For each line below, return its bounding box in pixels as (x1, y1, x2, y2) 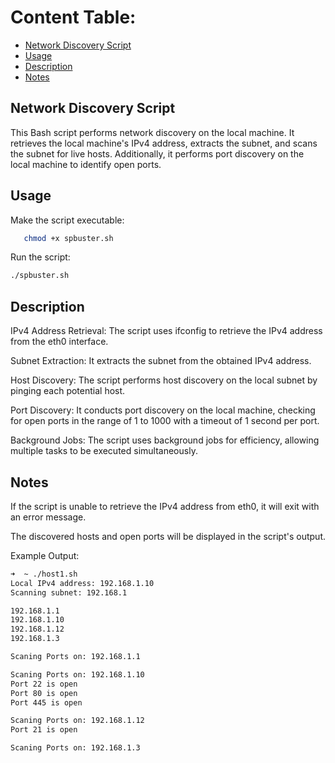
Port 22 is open (10, 679, 78, 689)
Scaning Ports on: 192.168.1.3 (10, 743, 141, 753)
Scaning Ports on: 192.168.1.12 (10, 716, 145, 726)
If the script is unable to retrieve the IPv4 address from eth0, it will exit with (10, 500, 320, 512)
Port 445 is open (10, 697, 83, 708)
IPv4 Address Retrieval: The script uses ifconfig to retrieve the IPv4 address (10, 325, 323, 337)
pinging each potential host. (10, 385, 126, 397)
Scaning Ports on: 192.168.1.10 (10, 669, 145, 680)
